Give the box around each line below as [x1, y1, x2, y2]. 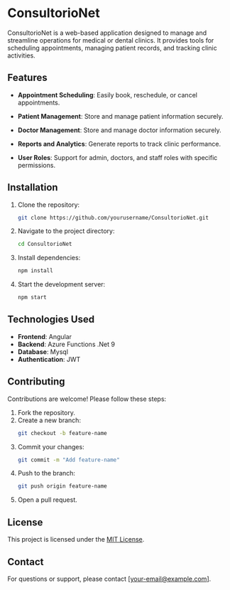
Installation [7, 181, 58, 193]
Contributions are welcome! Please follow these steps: [7, 395, 167, 403]
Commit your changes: [17, 442, 84, 451]
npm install [17, 267, 53, 274]
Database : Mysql [17, 347, 69, 356]
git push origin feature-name [17, 483, 108, 490]
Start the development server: [17, 280, 106, 289]
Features [7, 72, 48, 84]
